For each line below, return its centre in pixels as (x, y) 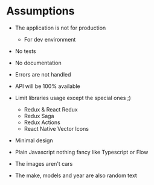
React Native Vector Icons (56, 128)
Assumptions (40, 11)
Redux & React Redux (51, 109)
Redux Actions (42, 122)
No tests (25, 51)
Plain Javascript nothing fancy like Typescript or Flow (82, 152)
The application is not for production (60, 28)
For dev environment (50, 39)
